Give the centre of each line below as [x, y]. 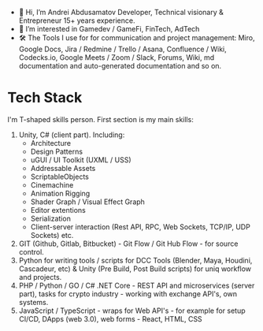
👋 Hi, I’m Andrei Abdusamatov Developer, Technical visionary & [121, 12]
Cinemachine [52, 184]
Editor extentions [58, 210]
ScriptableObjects [60, 177]
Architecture [51, 143]
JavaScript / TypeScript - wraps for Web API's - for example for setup [132, 311]
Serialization [51, 218]
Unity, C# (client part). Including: [72, 135]
